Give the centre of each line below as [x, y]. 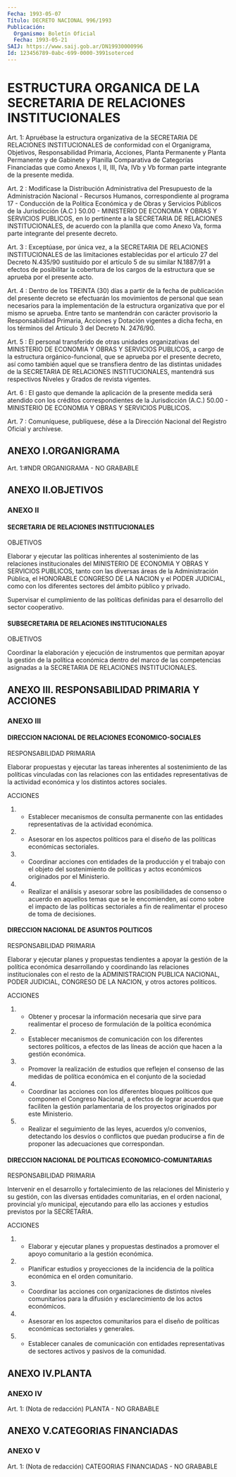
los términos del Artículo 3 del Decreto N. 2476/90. [81, 328]
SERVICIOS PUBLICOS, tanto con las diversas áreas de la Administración [113, 571]
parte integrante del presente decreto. [63, 233]
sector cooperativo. [36, 607]
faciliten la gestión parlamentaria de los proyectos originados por [122, 1107]
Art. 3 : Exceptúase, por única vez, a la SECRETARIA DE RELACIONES [108, 247]
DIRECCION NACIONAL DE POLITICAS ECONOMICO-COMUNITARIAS [110, 1160]
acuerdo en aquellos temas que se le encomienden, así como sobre [126, 899]
